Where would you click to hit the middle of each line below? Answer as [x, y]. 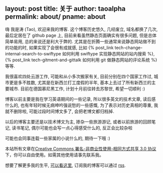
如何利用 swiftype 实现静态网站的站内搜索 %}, [108, 53]
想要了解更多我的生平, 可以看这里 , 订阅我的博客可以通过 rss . [66, 165]
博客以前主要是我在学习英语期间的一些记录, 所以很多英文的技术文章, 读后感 [80, 99]
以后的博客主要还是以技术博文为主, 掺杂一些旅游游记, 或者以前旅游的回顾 [78, 122]
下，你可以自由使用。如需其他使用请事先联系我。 [54, 155]
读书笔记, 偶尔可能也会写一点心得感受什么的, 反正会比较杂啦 [72, 128]
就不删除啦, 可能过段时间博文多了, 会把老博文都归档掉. [59, 111]
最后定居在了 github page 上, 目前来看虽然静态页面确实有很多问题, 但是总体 [81, 35]
